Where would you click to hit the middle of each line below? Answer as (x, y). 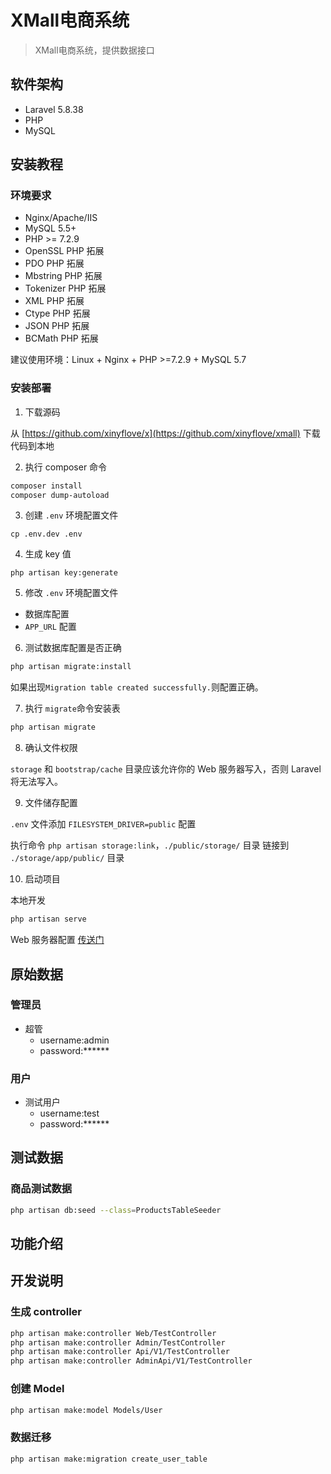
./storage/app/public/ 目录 (67, 858)
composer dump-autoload (60, 495)
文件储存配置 (51, 803)
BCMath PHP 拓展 (61, 338)
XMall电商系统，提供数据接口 (94, 50)
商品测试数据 (41, 1189)
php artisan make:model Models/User (86, 1410)
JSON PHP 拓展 (57, 326)
